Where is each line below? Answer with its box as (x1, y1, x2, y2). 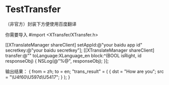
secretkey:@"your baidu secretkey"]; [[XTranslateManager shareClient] (5, 47, 155, 53)
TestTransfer (5, 4, 61, 15)
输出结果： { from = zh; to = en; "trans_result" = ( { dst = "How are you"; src (5, 68, 164, 74)
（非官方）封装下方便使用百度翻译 (5, 21, 77, 27)
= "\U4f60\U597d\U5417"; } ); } (5, 74, 70, 80)
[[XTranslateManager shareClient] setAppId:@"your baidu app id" (5, 41, 143, 48)
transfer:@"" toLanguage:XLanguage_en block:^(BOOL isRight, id (5, 52, 142, 59)
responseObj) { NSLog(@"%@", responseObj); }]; (5, 58, 109, 64)
